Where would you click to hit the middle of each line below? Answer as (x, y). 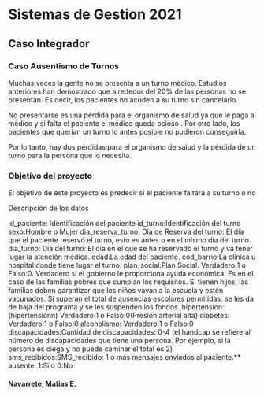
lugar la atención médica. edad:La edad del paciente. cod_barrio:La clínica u (132, 257)
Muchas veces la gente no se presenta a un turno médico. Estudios (117, 83)
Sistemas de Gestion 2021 (95, 15)
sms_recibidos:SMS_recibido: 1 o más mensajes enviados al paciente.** (125, 357)
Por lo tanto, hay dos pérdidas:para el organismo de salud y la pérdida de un (132, 146)
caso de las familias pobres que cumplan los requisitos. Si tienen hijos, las (128, 282)
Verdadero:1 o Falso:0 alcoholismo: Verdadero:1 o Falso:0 (101, 324)
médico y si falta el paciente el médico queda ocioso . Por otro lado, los (124, 123)
